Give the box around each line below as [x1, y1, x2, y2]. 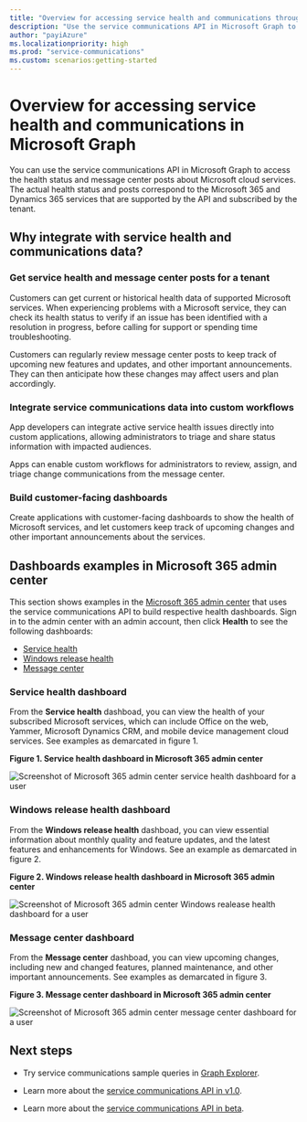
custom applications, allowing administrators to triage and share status [9, 431, 276, 442]
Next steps [9, 1043, 73, 1059]
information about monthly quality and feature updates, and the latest [9, 834, 271, 845]
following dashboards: [9, 625, 93, 636]
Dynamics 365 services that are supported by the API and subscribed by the [9, 193, 298, 204]
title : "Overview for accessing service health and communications [9, 13, 272, 23]
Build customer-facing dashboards [9, 491, 168, 504]
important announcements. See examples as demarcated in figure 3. [9, 971, 268, 982]
